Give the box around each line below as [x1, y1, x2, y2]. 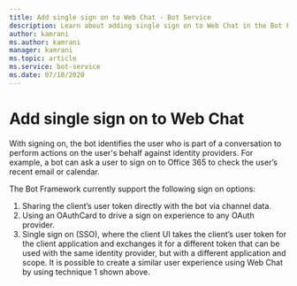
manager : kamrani [9, 46, 73, 55]
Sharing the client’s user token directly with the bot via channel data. [21, 200, 272, 211]
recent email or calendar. [9, 166, 100, 177]
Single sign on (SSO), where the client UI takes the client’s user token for [21, 228, 287, 239]
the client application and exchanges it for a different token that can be [21, 238, 280, 249]
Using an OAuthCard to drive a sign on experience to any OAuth [21, 210, 255, 220]
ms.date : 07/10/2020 [9, 71, 86, 80]
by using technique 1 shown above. [21, 267, 150, 277]
